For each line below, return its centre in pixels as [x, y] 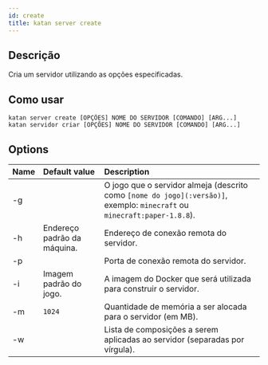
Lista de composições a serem [162, 329]
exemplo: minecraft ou [146, 205]
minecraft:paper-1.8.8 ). [150, 214]
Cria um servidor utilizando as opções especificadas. [96, 75]
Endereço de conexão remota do [166, 233]
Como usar [36, 99]
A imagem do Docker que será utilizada [177, 278]
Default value [69, 171]
